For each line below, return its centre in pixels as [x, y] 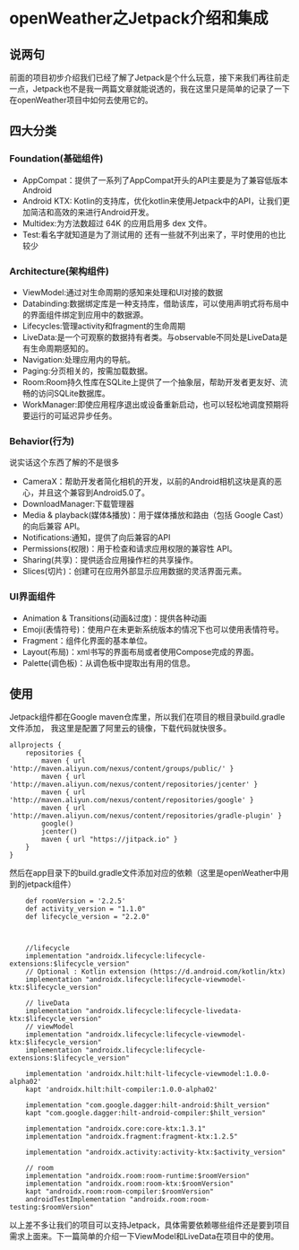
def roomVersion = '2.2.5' [76, 901]
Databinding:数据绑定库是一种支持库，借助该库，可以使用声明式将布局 [152, 303]
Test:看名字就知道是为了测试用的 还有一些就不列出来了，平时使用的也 [150, 234]
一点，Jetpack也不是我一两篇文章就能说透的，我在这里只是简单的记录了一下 [149, 89]
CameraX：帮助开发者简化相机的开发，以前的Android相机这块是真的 [148, 482]
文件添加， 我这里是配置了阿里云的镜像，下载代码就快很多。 [120, 729]
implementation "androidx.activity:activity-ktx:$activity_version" [156, 1153]
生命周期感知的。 [62, 348]
